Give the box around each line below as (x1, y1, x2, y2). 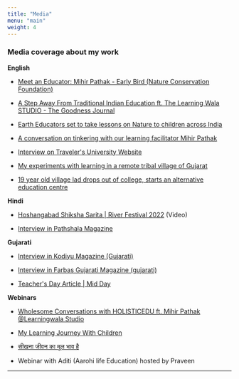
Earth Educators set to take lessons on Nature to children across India (17, 120, 223, 128)
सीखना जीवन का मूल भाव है (17, 342, 80, 351)
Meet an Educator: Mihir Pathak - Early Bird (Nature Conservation (17, 77, 210, 85)
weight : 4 (7, 24, 37, 31)
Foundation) (17, 85, 53, 93)
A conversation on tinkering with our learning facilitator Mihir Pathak (17, 133, 218, 142)
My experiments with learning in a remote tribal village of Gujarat (17, 161, 208, 170)
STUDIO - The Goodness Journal (17, 106, 115, 115)
